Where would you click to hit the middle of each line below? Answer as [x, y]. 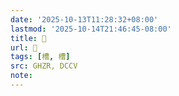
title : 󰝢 [28, 38]
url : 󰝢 [24, 47]
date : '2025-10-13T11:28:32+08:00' [84, 19]
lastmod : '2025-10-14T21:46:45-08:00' [91, 29]
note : [21, 76]
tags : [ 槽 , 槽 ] [40, 57]
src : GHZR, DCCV [44, 66]
